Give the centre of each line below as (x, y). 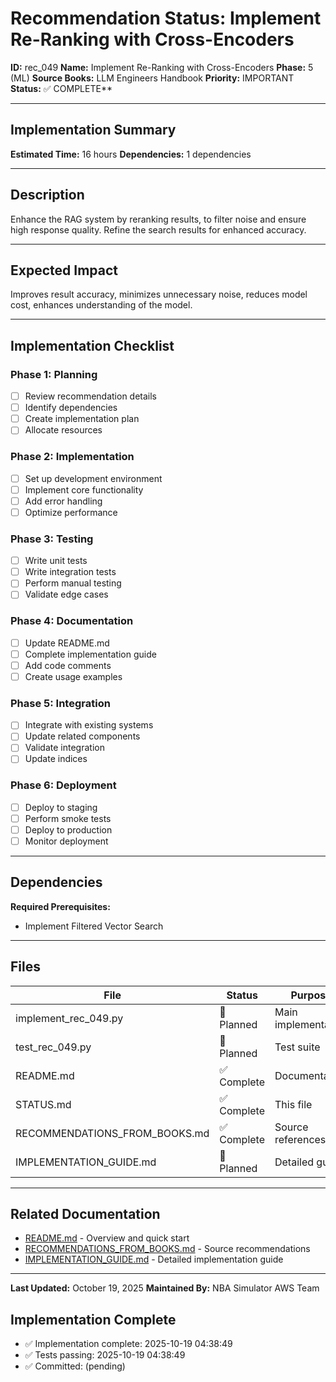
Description (47, 195)
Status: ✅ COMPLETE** (61, 88)
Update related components (82, 736)
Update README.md (67, 643)
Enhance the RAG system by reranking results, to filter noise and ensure (158, 219)
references (300, 1139)
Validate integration (64, 748)
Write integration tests (70, 572)
